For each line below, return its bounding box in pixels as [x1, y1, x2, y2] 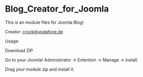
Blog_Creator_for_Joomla [5, 3, 109, 15]
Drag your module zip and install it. [5, 66, 75, 72]
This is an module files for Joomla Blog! [5, 19, 84, 25]
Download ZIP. [5, 47, 34, 53]
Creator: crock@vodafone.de [5, 29, 63, 34]
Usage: [5, 38, 19, 44]
